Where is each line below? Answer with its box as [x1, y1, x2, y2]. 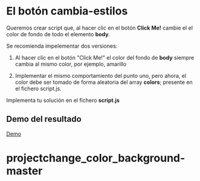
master [6, 164, 43, 177]
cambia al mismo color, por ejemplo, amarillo [15, 60, 127, 68]
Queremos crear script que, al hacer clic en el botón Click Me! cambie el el [6, 24, 193, 31]
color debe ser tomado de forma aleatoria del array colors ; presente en [15, 78, 193, 86]
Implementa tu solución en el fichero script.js [6, 97, 120, 104]
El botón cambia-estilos [6, 4, 128, 18]
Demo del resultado [6, 114, 82, 124]
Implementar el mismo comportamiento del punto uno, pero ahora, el [15, 72, 187, 79]
